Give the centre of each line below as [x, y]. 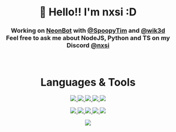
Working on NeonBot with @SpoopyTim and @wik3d [88, 31]
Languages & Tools [88, 82]
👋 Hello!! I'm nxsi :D [88, 12]
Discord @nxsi [88, 46]
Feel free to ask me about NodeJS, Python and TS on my [88, 38]
